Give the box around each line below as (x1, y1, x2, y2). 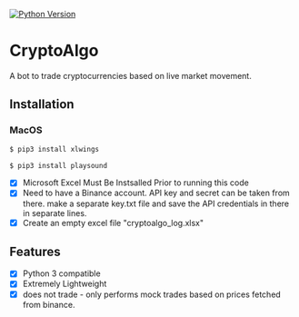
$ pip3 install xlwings (9, 144, 100, 154)
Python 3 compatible (22, 268, 102, 279)
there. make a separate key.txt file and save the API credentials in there (22, 198, 290, 209)
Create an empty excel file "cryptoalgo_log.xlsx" (22, 217, 204, 228)
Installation (9, 96, 75, 113)
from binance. (22, 299, 75, 310)
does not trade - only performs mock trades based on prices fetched (22, 289, 282, 300)
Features (9, 243, 61, 259)
